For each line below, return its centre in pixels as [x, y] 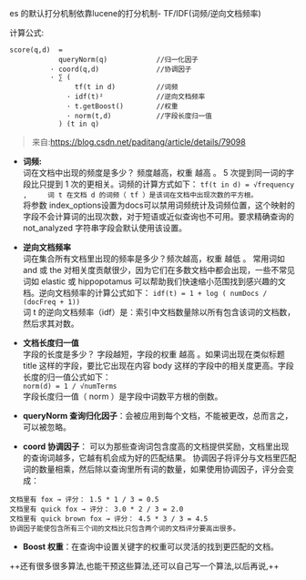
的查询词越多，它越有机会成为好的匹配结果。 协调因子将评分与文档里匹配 [159, 458]
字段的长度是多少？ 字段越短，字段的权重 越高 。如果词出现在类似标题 [153, 354]
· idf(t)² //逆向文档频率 [136, 97]
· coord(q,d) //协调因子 [121, 69]
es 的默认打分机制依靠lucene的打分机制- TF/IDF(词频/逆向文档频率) [135, 13]
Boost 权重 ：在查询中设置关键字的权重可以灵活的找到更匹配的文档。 [151, 546]
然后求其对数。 [51, 323]
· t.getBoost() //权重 [122, 107]
